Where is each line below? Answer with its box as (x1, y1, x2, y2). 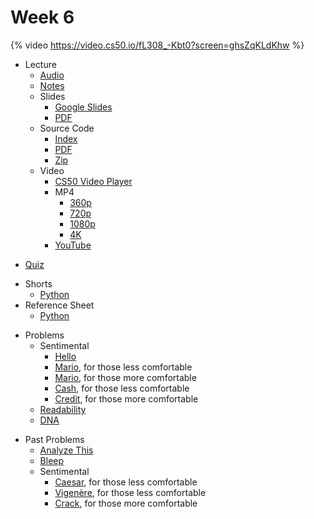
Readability (39, 403, 87, 415)
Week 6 (10, 6, 75, 29)
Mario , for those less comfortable (54, 361, 193, 373)
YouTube (54, 239, 92, 251)
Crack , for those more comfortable (54, 497, 198, 509)
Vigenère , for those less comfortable (54, 486, 207, 498)
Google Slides (54, 101, 113, 113)
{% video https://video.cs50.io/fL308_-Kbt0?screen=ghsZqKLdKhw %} (10, 39, 305, 51)
